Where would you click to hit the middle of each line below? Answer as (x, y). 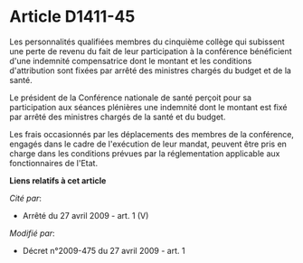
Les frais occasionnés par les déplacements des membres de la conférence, (151, 134)
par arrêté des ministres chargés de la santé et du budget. (118, 117)
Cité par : (26, 198)
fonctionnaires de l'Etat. (53, 163)
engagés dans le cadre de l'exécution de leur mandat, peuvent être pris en (148, 144)
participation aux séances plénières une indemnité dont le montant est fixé (148, 107)
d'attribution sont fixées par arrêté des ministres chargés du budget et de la (151, 70)
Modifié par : (33, 233)
